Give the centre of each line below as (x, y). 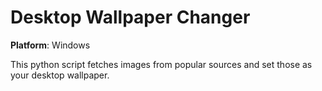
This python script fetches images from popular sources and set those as (161, 64)
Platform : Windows (50, 45)
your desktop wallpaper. (60, 75)
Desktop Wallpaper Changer (130, 17)
